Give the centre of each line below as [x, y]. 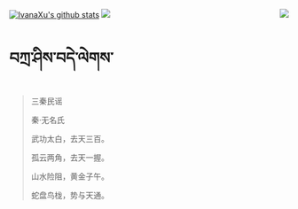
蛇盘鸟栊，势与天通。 [70, 195]
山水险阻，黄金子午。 [70, 176]
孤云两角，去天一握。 [70, 157]
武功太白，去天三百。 [70, 138]
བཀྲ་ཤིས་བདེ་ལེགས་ [61, 58]
